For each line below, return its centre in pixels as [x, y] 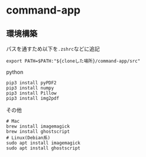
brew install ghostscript [38, 132]
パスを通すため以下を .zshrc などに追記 [53, 49]
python [15, 72]
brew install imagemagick [38, 126]
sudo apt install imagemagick [43, 143]
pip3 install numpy [30, 88]
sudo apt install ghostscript [43, 148]
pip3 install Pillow [32, 93]
